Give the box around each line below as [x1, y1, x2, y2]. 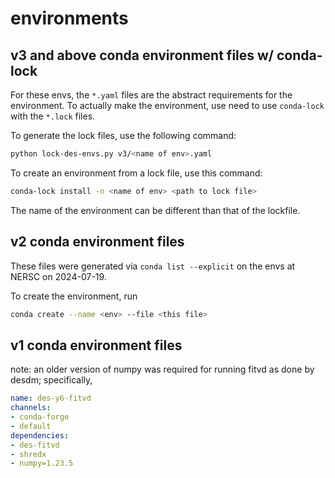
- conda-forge [10, 412, 70, 422]
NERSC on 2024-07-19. [10, 270, 107, 282]
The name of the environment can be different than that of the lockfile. [10, 204, 301, 216]
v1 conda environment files [10, 337, 183, 354]
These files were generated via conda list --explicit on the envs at [10, 260, 296, 272]
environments [10, 7, 129, 30]
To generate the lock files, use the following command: [10, 130, 237, 141]
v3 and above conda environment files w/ [10, 47, 275, 64]
